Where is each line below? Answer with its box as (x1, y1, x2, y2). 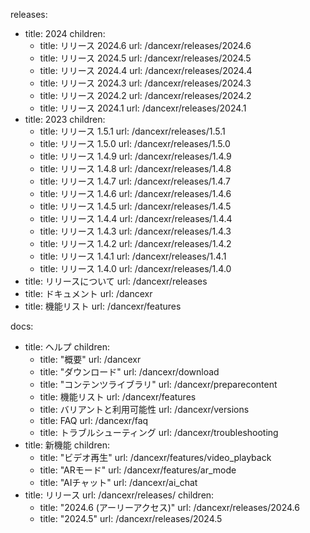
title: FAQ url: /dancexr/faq (39, 415, 149, 426)
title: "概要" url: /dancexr (39, 354, 142, 365)
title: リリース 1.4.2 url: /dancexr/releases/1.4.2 (39, 238, 232, 249)
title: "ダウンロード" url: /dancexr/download (39, 366, 220, 378)
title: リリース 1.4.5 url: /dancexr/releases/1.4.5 (39, 200, 232, 212)
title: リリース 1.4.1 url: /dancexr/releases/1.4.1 (39, 250, 227, 262)
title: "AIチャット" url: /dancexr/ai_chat (39, 477, 198, 488)
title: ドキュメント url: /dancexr (24, 288, 153, 299)
